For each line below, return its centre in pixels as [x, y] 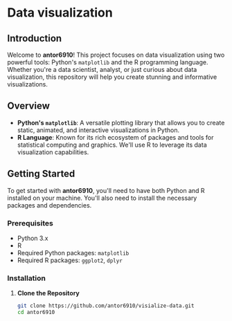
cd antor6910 [36, 313]
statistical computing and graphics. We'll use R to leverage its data [112, 145]
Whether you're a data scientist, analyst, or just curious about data [102, 70]
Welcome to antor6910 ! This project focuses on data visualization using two [116, 55]
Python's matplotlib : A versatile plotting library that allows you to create [121, 122]
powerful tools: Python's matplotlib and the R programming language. [108, 62]
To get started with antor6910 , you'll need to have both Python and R [106, 190]
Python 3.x [33, 238]
